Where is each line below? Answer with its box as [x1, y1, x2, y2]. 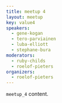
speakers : [6, 25, 30, 31]
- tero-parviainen [11, 36, 57, 42]
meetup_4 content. [6, 91, 49, 98]
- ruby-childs [11, 58, 46, 64]
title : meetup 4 [6, 8, 46, 15]
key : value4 [6, 19, 35, 25]
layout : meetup [6, 14, 43, 20]
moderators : [6, 52, 35, 58]
